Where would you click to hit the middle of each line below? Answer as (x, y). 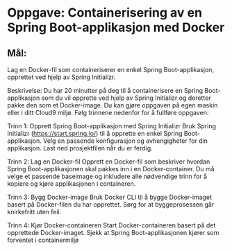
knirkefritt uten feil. (34, 212)
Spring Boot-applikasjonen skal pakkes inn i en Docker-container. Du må (111, 169)
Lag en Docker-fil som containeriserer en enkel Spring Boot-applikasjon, (110, 70)
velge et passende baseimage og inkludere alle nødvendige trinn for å (107, 176)
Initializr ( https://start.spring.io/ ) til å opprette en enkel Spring (95, 133)
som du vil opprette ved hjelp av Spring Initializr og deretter (126, 98)
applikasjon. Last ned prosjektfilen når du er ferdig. (80, 148)
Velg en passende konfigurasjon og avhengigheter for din (125, 141)
